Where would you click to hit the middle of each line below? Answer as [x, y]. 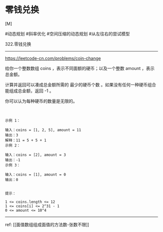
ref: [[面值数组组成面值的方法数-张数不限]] [47, 224]
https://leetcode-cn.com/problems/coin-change [53, 58]
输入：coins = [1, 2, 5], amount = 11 [43, 130]
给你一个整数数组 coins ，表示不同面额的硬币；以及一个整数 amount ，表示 [80, 68]
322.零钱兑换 [18, 44]
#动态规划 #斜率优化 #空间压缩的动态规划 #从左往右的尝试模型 [67, 33]
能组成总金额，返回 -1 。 [30, 91]
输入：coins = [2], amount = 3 [36, 155]
